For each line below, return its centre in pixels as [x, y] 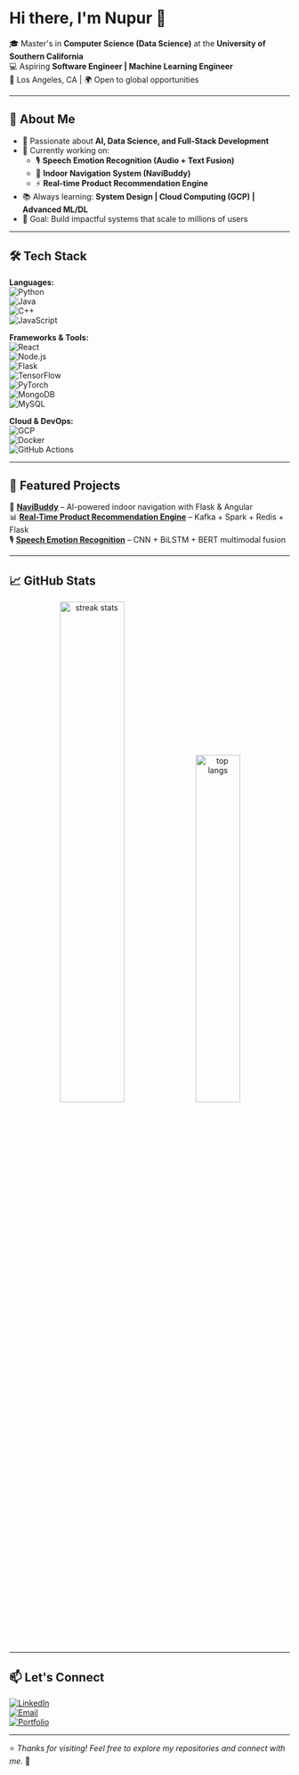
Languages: [32, 282]
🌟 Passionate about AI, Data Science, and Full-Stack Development [145, 141]
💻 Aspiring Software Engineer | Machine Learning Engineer [121, 66]
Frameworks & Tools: [49, 337]
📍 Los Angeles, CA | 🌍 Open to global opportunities [104, 79]
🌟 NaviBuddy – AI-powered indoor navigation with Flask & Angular [131, 507]
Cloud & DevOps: [41, 421]
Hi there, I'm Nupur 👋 [88, 18]
